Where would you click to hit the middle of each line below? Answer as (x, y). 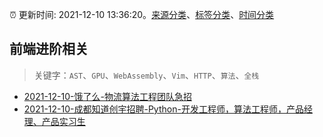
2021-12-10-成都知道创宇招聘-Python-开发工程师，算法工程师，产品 (163, 109)
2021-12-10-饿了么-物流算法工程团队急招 (107, 96)
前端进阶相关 (49, 49)
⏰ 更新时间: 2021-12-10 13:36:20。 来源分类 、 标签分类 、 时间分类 (142, 14)
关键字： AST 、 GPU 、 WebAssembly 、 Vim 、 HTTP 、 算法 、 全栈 (146, 75)
